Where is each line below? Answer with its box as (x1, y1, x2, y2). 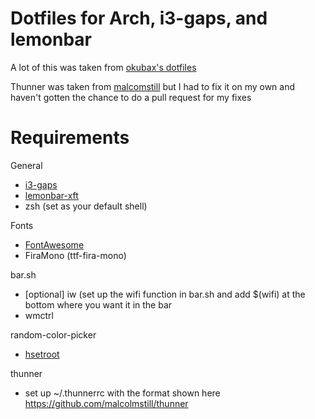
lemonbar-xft (24, 189, 79, 201)
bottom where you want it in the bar (24, 298, 173, 311)
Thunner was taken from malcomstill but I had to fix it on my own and (10, 80, 296, 92)
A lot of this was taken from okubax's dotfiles (10, 61, 197, 73)
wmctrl (24, 309, 54, 321)
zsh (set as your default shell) (24, 200, 148, 212)
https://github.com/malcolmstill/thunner (24, 397, 189, 409)
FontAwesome (24, 238, 85, 251)
